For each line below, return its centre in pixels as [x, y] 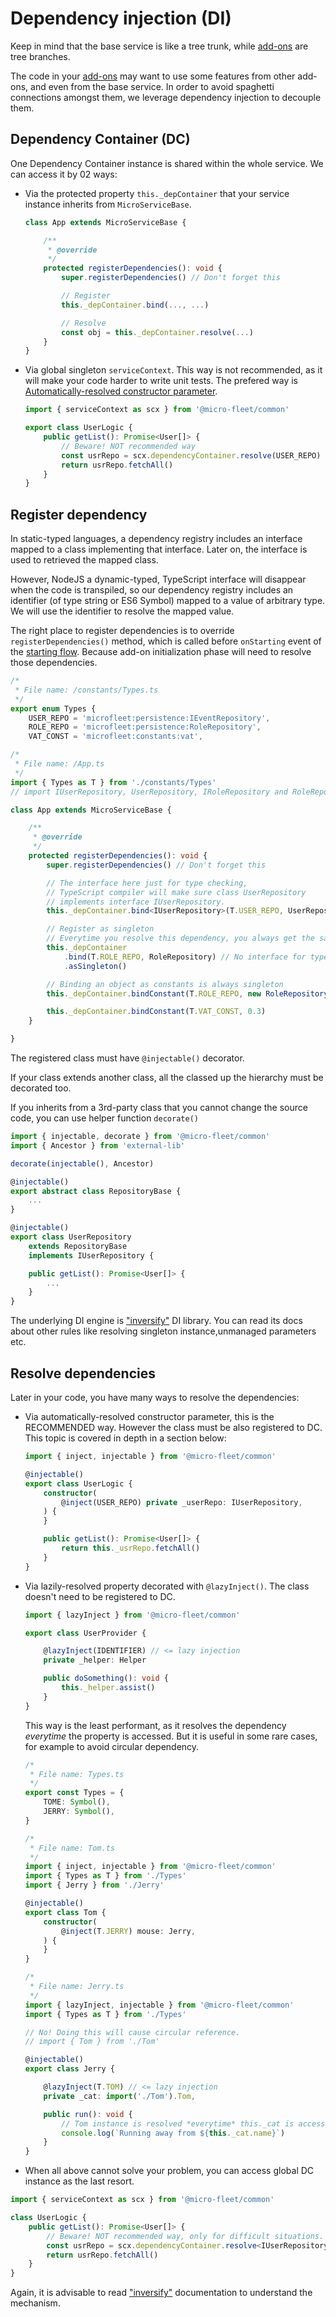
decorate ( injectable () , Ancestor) [82, 1163]
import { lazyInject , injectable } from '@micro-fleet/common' [159, 2005]
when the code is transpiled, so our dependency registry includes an [152, 590]
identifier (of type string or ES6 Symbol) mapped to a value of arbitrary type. [168, 601]
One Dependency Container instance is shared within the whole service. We [167, 163]
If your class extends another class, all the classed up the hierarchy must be [167, 1078]
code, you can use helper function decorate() [104, 1118]
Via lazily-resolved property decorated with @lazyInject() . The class [167, 1586]
